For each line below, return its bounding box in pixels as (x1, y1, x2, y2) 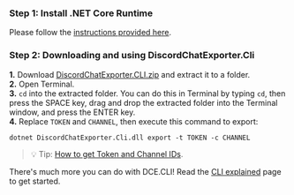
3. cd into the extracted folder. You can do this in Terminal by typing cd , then (9, 87, 286, 99)
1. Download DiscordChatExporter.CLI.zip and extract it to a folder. (9, 69, 251, 79)
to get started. (9, 176, 61, 186)
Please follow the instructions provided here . (9, 27, 172, 38)
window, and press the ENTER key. (9, 107, 136, 117)
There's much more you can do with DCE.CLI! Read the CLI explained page (9, 166, 282, 176)
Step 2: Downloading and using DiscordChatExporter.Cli (9, 49, 255, 62)
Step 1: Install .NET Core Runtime (9, 7, 154, 19)
